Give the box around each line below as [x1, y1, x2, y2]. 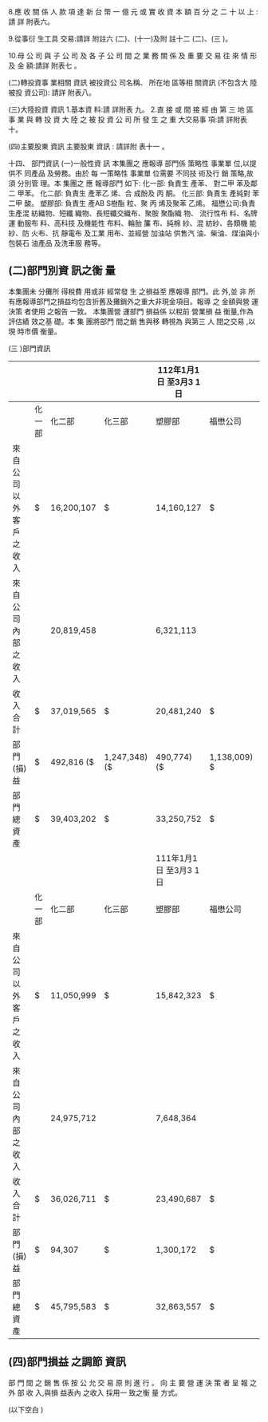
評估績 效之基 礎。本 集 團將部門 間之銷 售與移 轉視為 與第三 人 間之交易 [8, 316, 245, 326]
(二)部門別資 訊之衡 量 [8, 264, 116, 278]
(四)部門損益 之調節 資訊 [8, 1355, 126, 1369]
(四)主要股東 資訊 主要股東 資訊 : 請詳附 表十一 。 [8, 142, 169, 151]
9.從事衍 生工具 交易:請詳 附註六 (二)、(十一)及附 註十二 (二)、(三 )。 [8, 34, 233, 43]
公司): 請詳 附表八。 [30, 88, 96, 97]
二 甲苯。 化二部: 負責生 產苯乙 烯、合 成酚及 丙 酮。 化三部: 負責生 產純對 [8, 188, 251, 198]
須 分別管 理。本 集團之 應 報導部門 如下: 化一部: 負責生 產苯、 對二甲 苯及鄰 [8, 179, 258, 188]
